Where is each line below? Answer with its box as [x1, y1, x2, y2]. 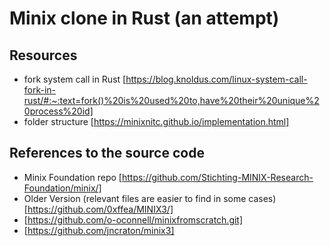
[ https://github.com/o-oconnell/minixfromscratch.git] [23, 213, 244, 226]
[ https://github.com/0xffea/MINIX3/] [23, 203, 174, 215]
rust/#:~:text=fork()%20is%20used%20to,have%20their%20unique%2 [23, 95, 320, 106]
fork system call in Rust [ [23, 73, 127, 85]
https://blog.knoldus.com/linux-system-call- [125, 73, 308, 85]
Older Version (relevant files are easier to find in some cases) [23, 192, 277, 204]
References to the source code [9, 145, 205, 162]
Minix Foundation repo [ [23, 171, 122, 183]
